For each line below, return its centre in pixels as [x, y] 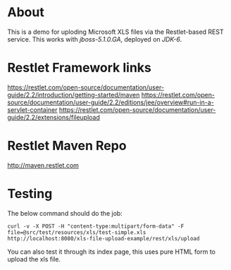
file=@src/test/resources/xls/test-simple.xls [77, 232]
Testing [30, 194]
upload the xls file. [34, 259]
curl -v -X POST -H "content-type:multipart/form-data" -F [96, 226]
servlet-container [32, 109]
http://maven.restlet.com [43, 165]
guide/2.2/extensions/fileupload [54, 117]
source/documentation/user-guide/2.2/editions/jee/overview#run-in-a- [111, 102]
